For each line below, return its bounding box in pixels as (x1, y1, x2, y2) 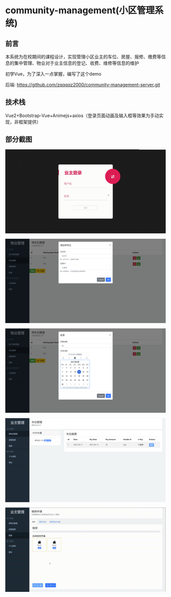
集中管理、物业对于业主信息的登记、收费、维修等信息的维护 (14, 60, 139, 66)
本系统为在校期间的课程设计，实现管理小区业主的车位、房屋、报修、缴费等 (5, 54, 161, 60)
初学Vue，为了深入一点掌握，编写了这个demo (5, 71, 102, 77)
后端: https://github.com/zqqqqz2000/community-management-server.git (5, 82, 160, 88)
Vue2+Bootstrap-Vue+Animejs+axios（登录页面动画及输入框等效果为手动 (5, 112, 159, 119)
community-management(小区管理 (5, 5, 155, 16)
